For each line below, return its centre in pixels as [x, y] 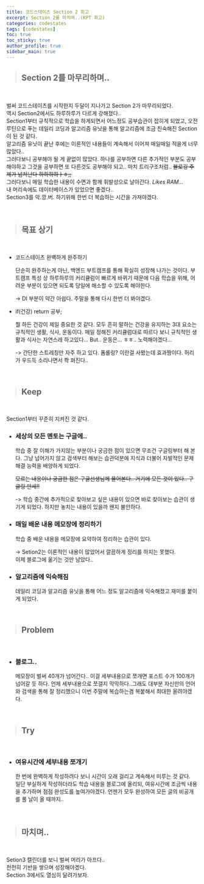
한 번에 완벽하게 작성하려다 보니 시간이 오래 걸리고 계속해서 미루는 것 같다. [103, 776]
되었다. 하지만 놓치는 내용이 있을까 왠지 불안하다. [84, 507]
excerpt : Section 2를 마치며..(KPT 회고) [56, 18]
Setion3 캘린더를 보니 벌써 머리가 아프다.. [56, 860]
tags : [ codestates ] [31, 29]
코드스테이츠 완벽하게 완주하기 [51, 257]
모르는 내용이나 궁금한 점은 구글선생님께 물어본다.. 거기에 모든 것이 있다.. [101, 479]
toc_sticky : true [28, 40]
